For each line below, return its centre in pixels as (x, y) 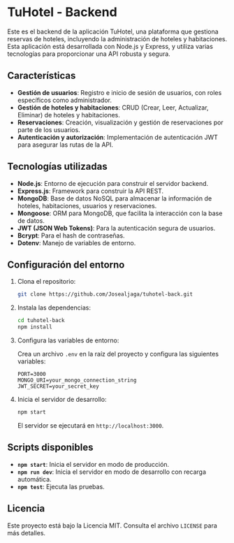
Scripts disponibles (50, 448)
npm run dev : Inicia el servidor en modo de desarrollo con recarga (112, 472)
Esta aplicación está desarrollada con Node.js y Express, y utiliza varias (110, 46)
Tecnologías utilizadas (57, 167)
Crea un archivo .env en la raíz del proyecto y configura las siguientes (118, 354)
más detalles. (27, 533)
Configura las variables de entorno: (68, 340)
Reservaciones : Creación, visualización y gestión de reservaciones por (120, 122)
